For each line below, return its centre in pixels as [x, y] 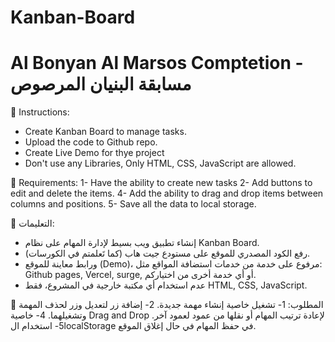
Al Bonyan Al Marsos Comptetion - [157, 63]
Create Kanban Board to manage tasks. [105, 132]
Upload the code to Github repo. [91, 142]
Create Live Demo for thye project [94, 153]
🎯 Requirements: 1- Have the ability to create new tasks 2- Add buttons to [161, 183]
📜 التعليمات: [32, 223]
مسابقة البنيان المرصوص [101, 84]
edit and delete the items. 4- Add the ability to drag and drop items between [167, 193]
